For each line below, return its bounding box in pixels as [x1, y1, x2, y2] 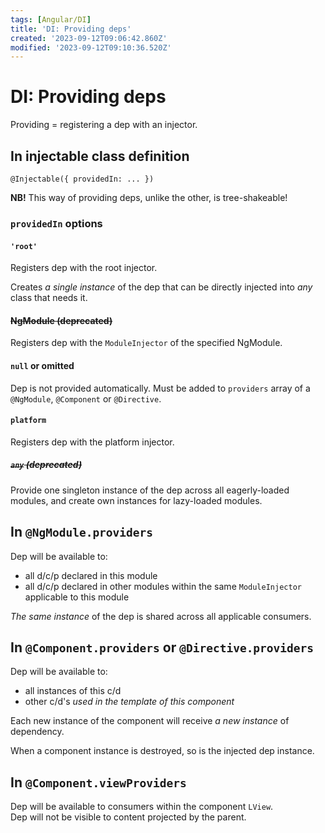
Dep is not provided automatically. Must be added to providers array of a [10, 382, 311, 394]
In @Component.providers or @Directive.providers [10, 639, 315, 656]
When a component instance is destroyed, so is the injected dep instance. [10, 745, 315, 757]
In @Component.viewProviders [10, 774, 187, 791]
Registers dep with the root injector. [10, 262, 158, 274]
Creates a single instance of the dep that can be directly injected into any [10, 281, 313, 293]
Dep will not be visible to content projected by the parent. [10, 811, 247, 823]
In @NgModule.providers [10, 524, 154, 541]
